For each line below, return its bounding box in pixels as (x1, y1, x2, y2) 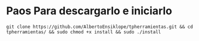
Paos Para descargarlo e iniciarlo (6, 4, 173, 18)
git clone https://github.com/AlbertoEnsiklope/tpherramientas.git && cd (6, 24, 194, 30)
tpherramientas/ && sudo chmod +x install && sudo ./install (6, 29, 161, 35)
